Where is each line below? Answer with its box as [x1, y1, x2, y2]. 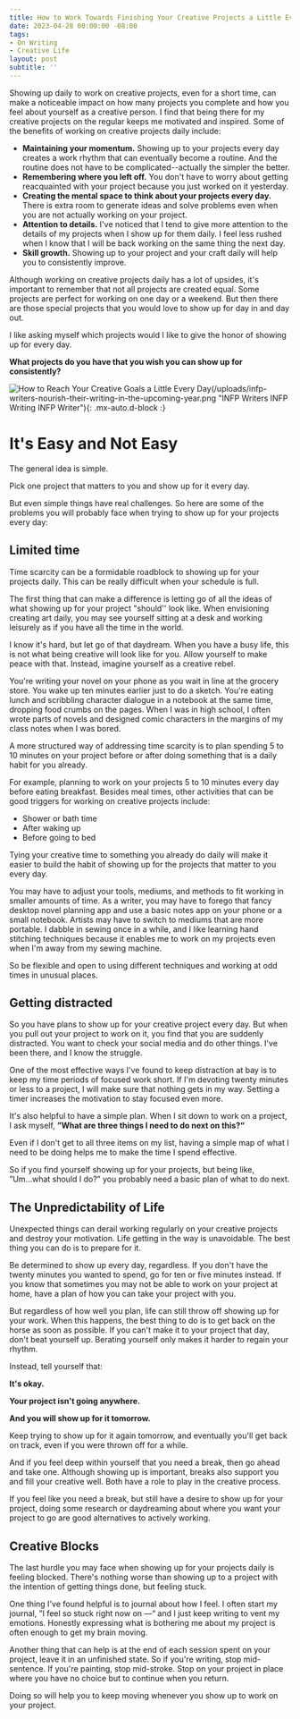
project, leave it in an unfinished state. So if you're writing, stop [9, 1654, 242, 1664]
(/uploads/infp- [211, 383, 268, 394]
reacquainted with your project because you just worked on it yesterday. [21, 181, 288, 191]
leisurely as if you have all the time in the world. [9, 622, 185, 632]
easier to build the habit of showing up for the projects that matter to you [9, 859, 277, 869]
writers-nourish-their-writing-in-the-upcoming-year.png [9, 393, 217, 403]
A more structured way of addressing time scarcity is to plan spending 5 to [9, 740, 284, 751]
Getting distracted [9, 995, 113, 1011]
